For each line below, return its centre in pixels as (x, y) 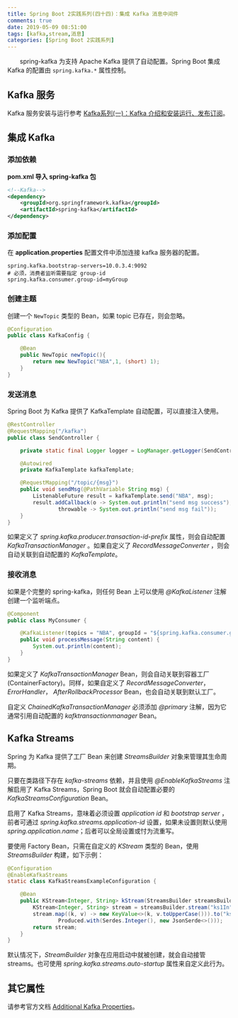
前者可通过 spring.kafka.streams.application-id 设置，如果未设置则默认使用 (118, 822)
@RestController (31, 425)
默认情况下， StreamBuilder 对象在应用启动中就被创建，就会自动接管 (107, 955)
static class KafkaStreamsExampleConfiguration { (82, 881)
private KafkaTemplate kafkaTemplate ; (77, 470)
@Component (23, 614)
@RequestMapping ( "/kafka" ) (47, 431)
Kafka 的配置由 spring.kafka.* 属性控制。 (69, 70)
